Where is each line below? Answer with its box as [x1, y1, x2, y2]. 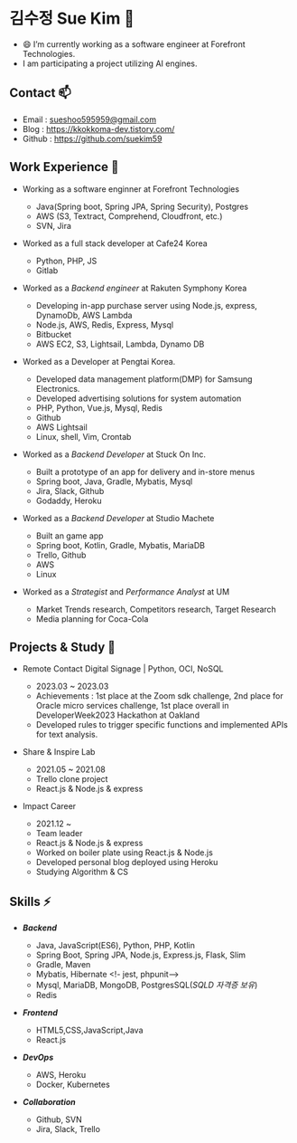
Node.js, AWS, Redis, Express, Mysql [35, 319, 174, 330]
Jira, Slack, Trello [35, 1124, 101, 1135]
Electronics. [35, 383, 80, 394]
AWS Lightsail [35, 422, 88, 433]
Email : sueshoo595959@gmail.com [22, 114, 156, 125]
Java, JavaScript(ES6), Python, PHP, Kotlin [35, 940, 196, 951]
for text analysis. [35, 729, 98, 740]
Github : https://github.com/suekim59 [22, 133, 162, 144]
